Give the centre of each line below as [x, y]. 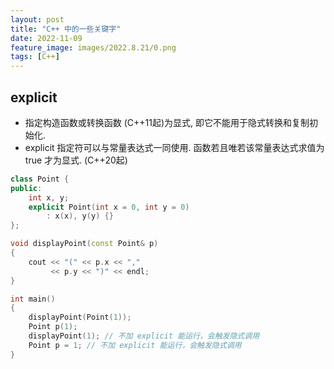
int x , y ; [49, 197]
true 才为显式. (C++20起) [76, 160]
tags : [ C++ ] [35, 57]
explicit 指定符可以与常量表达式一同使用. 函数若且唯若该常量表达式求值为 [174, 147]
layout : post [37, 19]
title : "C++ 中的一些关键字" [66, 29]
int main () [33, 299]
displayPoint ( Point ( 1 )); [80, 317]
